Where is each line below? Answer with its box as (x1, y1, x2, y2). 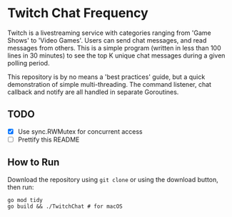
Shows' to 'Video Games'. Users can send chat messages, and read (7, 36, 207, 44)
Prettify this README (17, 135, 80, 144)
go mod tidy (7, 196, 43, 203)
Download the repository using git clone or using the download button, (7, 175, 219, 184)
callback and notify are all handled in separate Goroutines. (7, 88, 179, 96)
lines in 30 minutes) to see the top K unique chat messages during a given (7, 51, 226, 60)
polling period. (7, 58, 50, 67)
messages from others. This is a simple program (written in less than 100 (7, 43, 221, 52)
